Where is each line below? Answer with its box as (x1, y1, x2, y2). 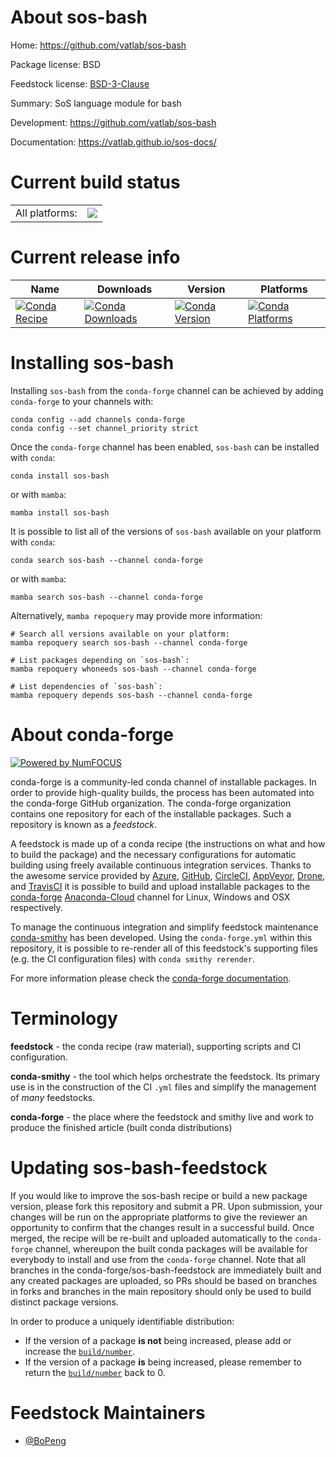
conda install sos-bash (10, 471, 110, 481)
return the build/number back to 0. (24, 1366, 166, 1378)
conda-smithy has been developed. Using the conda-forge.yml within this (10, 931, 313, 943)
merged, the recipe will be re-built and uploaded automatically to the (10, 1232, 293, 1244)
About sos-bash (10, 6, 148, 29)
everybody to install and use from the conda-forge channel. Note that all (10, 1253, 306, 1265)
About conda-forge (10, 723, 174, 746)
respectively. (10, 901, 63, 913)
